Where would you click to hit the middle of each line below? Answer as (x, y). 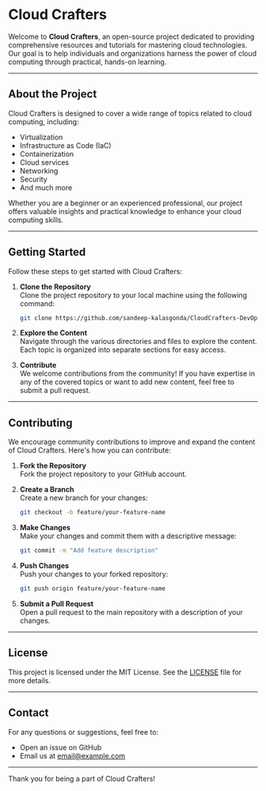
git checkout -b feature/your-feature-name (93, 513)
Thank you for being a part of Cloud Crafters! (82, 778)
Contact (28, 713)
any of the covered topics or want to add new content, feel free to (127, 382)
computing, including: (44, 121)
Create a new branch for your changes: (84, 498)
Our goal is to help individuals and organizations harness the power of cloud (133, 53)
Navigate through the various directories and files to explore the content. (138, 342)
